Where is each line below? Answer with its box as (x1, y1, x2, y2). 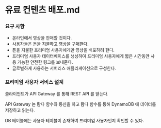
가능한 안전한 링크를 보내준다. (17, 59, 73, 65)
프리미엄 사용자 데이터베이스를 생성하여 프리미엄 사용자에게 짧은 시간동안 (12, 53, 150, 59)
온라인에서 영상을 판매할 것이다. (12, 35, 72, 41)
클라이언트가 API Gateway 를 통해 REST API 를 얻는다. (5, 91, 109, 96)
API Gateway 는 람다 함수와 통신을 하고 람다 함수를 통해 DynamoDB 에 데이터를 (5, 101, 156, 107)
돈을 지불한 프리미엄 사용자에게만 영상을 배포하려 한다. (12, 47, 115, 53)
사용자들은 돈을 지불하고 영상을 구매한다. (12, 41, 89, 47)
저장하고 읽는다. (5, 107, 35, 113)
